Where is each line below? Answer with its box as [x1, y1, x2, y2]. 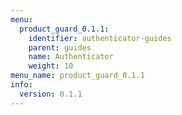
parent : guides [28, 42, 92, 53]
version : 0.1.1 [19, 89, 83, 99]
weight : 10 [28, 61, 74, 71]
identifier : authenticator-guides [28, 33, 172, 43]
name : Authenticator [28, 52, 114, 62]
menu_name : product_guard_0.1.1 [10, 71, 145, 81]
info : [10, 80, 33, 90]
